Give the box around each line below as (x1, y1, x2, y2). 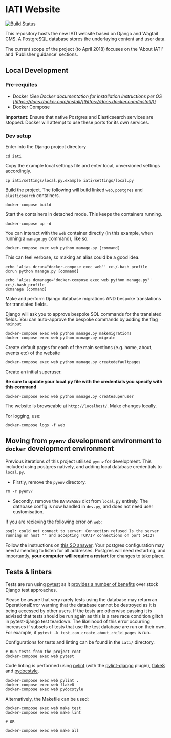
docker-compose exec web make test (5, 705, 81, 711)
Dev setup (5, 132, 32, 139)
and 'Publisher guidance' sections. (5, 51, 78, 57)
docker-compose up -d (5, 221, 52, 226)
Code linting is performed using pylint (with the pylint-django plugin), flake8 (5, 662, 165, 668)
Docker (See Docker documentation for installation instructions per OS (12, 93, 162, 99)
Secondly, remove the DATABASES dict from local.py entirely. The (12, 497, 148, 504)
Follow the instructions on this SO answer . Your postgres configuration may (5, 541, 164, 548)
